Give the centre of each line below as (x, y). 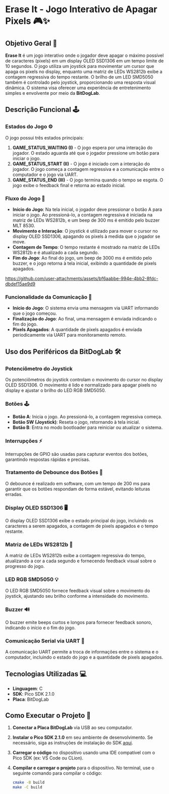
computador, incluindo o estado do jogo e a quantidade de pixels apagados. (84, 657)
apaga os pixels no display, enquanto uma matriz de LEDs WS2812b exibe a (84, 71)
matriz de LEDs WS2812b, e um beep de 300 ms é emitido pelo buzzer (86, 220)
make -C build (27, 787)
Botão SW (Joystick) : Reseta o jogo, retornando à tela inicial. (76, 422)
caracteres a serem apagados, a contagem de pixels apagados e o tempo (82, 526)
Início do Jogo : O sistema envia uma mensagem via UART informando (86, 308)
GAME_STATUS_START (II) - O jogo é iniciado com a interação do (81, 164)
